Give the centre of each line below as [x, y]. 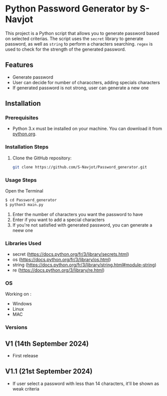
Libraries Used [23, 243]
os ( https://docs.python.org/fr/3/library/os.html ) [61, 259]
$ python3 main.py [24, 205]
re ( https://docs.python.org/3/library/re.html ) [58, 270]
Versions [16, 327]
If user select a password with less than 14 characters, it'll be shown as [85, 383]
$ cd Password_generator [31, 200]
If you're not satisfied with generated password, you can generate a [82, 225]
